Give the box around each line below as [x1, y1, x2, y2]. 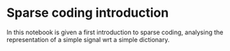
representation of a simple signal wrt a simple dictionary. [6, 35, 170, 43]
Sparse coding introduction [6, 5, 169, 21]
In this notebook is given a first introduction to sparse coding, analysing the [6, 28, 224, 36]
